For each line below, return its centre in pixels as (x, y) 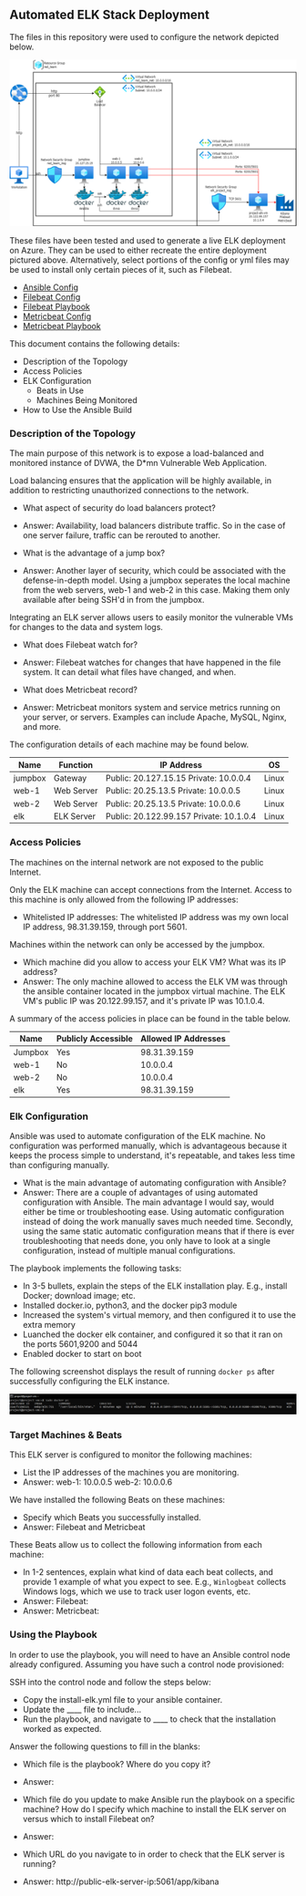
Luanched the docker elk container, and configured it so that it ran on (153, 1334)
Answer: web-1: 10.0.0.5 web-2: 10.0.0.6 (97, 1482)
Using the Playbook (53, 1634)
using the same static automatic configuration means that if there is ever (158, 1231)
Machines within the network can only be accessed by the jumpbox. (138, 944)
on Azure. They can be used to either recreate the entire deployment (138, 251)
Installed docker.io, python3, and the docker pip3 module (130, 1305)
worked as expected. (62, 1728)
